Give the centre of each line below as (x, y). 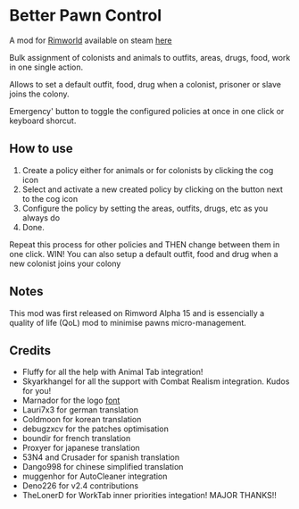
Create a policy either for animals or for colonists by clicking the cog (148, 170)
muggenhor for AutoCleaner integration (95, 476)
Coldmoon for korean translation (82, 420)
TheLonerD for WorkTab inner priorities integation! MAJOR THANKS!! (149, 496)
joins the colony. (39, 94)
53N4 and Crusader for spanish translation (101, 457)
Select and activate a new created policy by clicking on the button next (153, 189)
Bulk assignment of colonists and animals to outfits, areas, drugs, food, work (150, 57)
